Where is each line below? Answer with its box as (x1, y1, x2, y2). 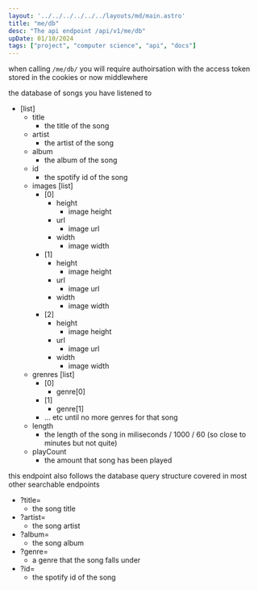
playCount (31, 447, 67, 457)
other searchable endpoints (8, 479, 100, 489)
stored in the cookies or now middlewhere (8, 73, 148, 82)
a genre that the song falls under (31, 555, 141, 565)
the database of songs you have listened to (8, 88, 152, 98)
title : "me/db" (8, 19, 60, 27)
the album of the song (44, 155, 118, 165)
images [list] (31, 181, 74, 190)
